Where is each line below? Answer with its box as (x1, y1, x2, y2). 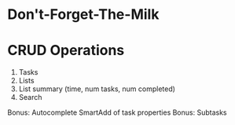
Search (18, 93, 42, 102)
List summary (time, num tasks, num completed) (18, 84, 176, 94)
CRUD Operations (7, 42, 125, 60)
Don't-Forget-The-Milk (7, 6, 160, 24)
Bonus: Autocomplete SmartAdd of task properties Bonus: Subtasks (7, 108, 227, 117)
